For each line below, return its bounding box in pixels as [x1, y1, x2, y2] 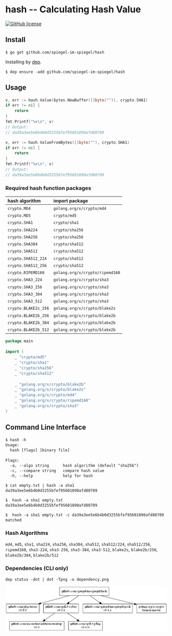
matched [5, 517, 22, 523]
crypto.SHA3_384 [7, 292, 43, 297]
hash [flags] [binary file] [10, 448, 70, 453]
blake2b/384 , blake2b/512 [5, 552, 59, 558]
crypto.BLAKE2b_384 [7, 320, 49, 325]
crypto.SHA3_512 [7, 299, 43, 304]
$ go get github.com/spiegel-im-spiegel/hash [5, 50, 104, 55]
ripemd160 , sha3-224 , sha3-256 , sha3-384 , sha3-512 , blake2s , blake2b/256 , [5, 546, 158, 552]
